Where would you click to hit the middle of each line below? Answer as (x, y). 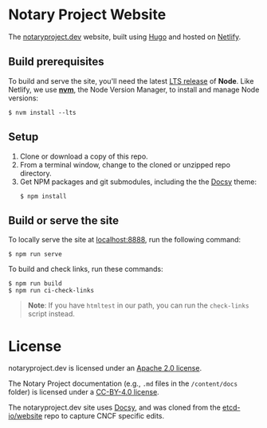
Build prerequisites (57, 62)
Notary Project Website (87, 15)
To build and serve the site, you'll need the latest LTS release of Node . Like (131, 80)
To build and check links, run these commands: (86, 269)
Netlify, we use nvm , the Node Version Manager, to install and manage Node (134, 89)
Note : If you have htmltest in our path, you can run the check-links (138, 305)
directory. (35, 173)
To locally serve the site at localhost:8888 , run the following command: (125, 240)
